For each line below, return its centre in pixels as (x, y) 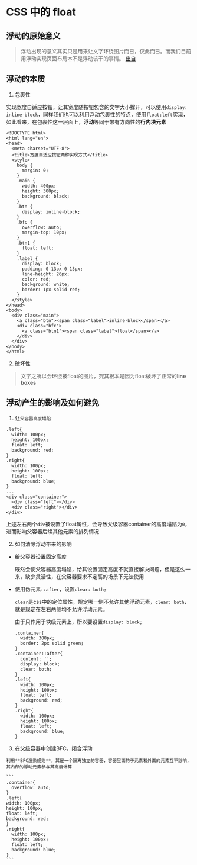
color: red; (36, 279)
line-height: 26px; (45, 274)
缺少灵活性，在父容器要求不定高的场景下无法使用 (85, 576)
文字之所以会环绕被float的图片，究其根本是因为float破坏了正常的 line (103, 376)
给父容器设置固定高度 (40, 557)
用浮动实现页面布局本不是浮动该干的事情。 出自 (78, 59)
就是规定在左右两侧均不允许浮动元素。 (61, 609)
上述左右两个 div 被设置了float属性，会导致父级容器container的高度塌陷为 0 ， (98, 524)
